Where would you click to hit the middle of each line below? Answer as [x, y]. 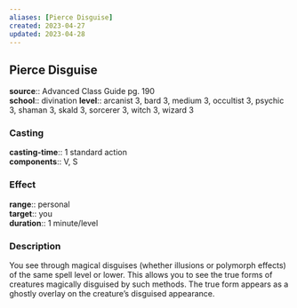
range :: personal [40, 204]
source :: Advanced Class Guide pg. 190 [82, 91]
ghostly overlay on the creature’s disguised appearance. [112, 294]
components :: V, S [44, 162]
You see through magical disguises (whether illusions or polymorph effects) [148, 265]
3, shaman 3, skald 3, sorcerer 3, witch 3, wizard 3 [101, 110]
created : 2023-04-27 [48, 26]
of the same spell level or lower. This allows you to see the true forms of [141, 275]
